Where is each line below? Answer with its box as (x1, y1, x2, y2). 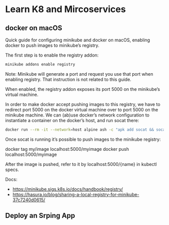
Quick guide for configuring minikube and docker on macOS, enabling (5, 37, 150, 43)
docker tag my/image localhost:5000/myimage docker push (5, 146, 129, 152)
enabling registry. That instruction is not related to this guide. (5, 76, 132, 82)
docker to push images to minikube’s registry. (5, 42, 100, 48)
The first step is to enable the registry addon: (5, 52, 99, 58)
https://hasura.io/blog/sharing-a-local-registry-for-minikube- (12, 191, 139, 197)
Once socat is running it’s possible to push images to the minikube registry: (5, 136, 161, 142)
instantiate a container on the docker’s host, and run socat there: (5, 117, 139, 123)
